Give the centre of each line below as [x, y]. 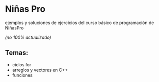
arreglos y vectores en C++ [40, 70]
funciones [22, 75]
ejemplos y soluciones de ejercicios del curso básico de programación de [79, 23]
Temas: [17, 53]
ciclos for [22, 64]
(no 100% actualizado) [28, 37]
